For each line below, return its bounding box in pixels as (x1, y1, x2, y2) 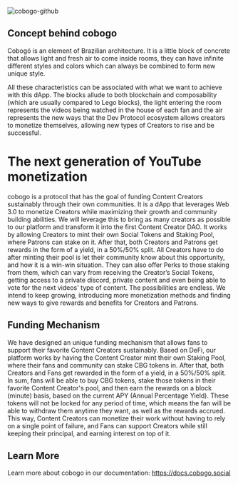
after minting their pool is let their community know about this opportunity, (7, 253, 226, 261)
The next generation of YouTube (7, 153, 202, 169)
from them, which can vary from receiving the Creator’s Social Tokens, (7, 268, 215, 276)
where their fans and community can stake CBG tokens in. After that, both (7, 361, 224, 369)
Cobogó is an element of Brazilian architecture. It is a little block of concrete (7, 46, 230, 55)
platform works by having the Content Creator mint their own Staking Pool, (7, 353, 227, 362)
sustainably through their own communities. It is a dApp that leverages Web (7, 200, 229, 208)
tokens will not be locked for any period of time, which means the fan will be (7, 398, 232, 407)
